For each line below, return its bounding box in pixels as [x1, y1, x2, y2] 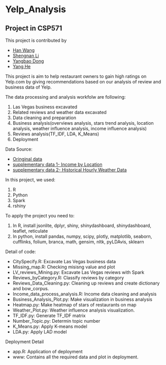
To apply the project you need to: [5, 213, 75, 218]
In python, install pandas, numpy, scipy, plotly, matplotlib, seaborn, [12, 233, 152, 239]
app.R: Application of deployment [12, 349, 83, 354]
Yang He [12, 64, 31, 69]
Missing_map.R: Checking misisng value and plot [12, 264, 115, 270]
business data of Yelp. [5, 84, 52, 90]
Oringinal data [12, 156, 42, 162]
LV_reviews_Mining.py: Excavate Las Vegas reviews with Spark [12, 269, 145, 275]
